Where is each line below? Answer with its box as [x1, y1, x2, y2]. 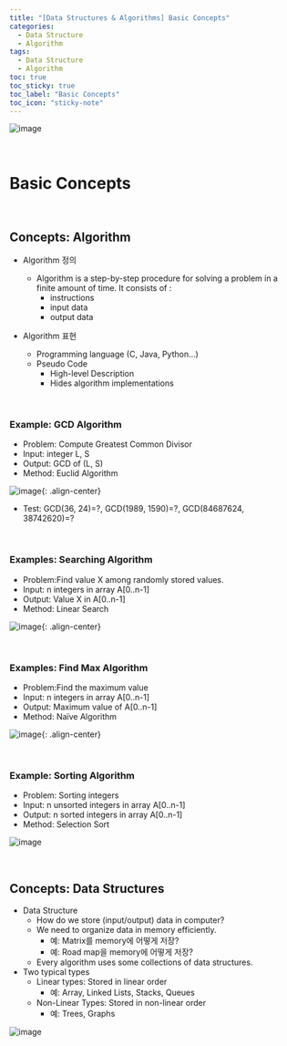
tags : [9, 47, 30, 57]
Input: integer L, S [22, 449, 90, 460]
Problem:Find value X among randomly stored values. [22, 574, 225, 585]
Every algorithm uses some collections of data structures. [36, 957, 253, 968]
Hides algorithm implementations [49, 378, 175, 388]
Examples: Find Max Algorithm [9, 661, 149, 674]
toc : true [9, 73, 47, 82]
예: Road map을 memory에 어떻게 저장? [49, 947, 194, 958]
